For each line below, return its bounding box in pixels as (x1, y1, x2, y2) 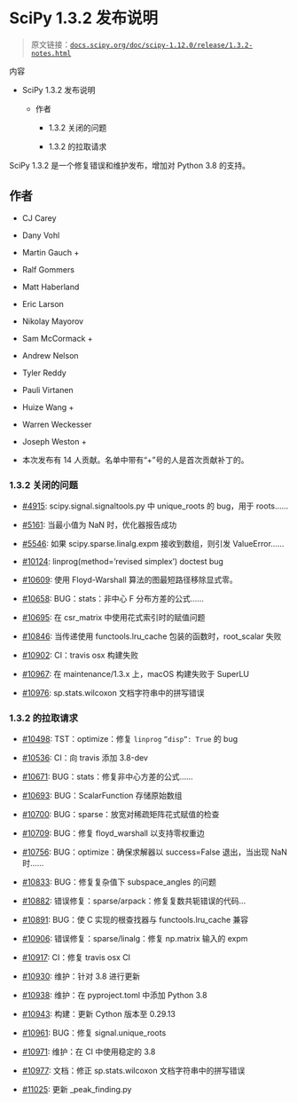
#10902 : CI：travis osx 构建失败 (21, 650, 139, 661)
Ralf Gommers (21, 264, 75, 275)
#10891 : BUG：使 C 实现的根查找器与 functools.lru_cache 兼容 (21, 915, 249, 926)
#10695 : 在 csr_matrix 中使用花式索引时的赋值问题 (21, 612, 206, 623)
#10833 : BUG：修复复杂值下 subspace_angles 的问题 (21, 877, 217, 887)
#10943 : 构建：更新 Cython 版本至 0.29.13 (21, 1009, 176, 1020)
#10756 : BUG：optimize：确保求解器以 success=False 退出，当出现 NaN (21, 847, 288, 857)
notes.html (30, 49, 72, 58)
